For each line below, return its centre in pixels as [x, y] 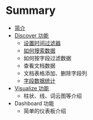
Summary [30, 11]
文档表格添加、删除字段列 [55, 73]
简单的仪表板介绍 [45, 111]
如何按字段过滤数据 [47, 58]
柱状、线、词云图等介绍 [53, 96]
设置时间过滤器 [42, 43]
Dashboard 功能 [34, 103]
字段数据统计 [39, 81]
